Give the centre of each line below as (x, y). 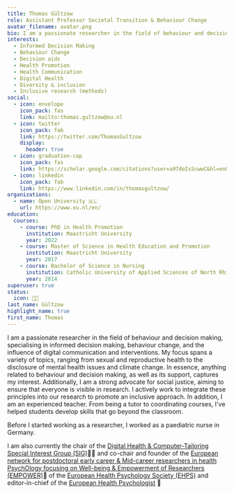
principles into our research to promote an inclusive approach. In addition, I (115, 397)
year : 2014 (41, 279)
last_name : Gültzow (36, 305)
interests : (23, 40)
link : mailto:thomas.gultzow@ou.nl (71, 117)
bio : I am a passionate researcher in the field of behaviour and (106, 33)
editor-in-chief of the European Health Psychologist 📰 (84, 483)
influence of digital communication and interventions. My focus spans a (110, 352)
